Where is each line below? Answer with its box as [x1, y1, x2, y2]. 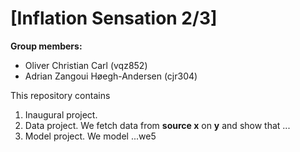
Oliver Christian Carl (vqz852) [24, 59, 148, 71]
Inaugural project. [24, 108, 98, 121]
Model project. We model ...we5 [24, 130, 157, 142]
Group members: [10, 40, 83, 52]
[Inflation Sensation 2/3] [10, 7, 218, 30]
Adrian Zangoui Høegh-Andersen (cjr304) [24, 70, 198, 82]
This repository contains [10, 89, 111, 101]
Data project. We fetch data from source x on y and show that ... [24, 119, 291, 131]
